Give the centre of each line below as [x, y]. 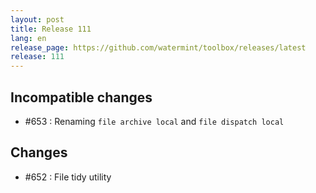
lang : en [28, 38]
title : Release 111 [51, 29]
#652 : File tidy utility [68, 177]
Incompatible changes [81, 97]
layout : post [37, 19]
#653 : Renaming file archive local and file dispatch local [154, 121]
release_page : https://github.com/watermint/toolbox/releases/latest [158, 47]
